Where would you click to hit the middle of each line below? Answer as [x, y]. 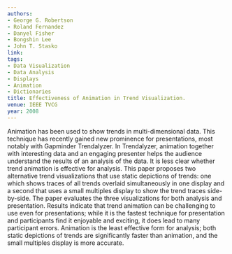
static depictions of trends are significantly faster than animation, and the [113, 235]
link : [15, 53]
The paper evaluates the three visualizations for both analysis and [127, 198]
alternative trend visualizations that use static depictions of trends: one [109, 176]
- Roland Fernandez [36, 27]
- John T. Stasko [32, 46]
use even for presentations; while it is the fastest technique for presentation [116, 213]
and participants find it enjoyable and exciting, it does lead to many [104, 220]
